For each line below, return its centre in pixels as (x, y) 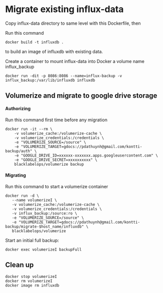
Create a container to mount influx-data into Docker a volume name (75, 61)
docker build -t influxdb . (35, 42)
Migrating (16, 175)
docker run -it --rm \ (29, 129)
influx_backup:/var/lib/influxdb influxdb (50, 80)
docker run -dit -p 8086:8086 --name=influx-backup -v (64, 76)
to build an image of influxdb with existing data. (54, 51)
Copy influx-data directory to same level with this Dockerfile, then (73, 23)
